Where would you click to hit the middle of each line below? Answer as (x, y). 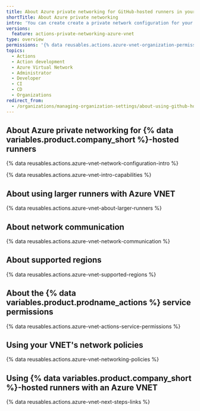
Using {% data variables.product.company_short (99, 378)
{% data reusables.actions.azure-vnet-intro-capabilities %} (79, 175)
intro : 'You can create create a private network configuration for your (100, 23)
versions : (18, 28)
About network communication (65, 227)
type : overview (25, 39)
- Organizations (32, 95)
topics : (16, 51)
